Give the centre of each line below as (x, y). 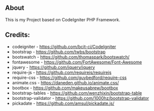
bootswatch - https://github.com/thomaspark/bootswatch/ (71, 57)
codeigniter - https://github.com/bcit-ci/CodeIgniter (64, 47)
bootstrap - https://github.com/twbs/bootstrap (59, 52)
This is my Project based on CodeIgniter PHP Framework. (63, 19)
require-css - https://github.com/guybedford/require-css (69, 78)
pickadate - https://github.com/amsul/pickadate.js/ (63, 103)
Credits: (18, 35)
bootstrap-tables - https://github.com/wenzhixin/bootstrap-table (77, 93)
